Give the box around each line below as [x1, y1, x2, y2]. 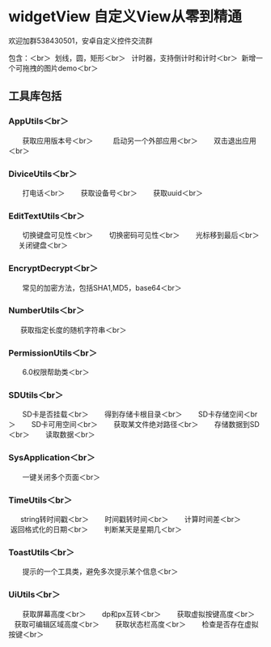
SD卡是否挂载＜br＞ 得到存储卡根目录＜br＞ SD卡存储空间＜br [22, 409, 258, 419]
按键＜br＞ [8, 629, 44, 639]
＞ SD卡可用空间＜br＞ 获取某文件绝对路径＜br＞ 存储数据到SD [8, 420, 260, 429]
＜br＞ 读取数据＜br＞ [8, 429, 95, 439]
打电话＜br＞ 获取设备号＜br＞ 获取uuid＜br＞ [22, 188, 204, 197]
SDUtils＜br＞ [8, 390, 64, 401]
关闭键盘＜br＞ [18, 240, 69, 250]
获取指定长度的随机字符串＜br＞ [19, 325, 127, 334]
